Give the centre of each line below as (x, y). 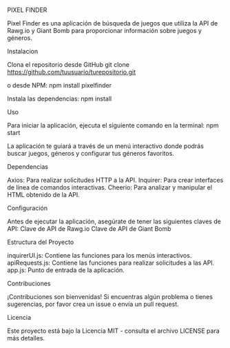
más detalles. (26, 338)
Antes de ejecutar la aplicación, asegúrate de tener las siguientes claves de (114, 221)
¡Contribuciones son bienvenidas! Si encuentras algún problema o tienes (110, 297)
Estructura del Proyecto (41, 242)
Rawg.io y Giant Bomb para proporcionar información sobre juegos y (104, 31)
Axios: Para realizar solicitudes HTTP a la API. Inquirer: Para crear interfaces (115, 180)
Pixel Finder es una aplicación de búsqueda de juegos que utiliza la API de (113, 23)
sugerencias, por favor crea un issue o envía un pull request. (93, 304)
